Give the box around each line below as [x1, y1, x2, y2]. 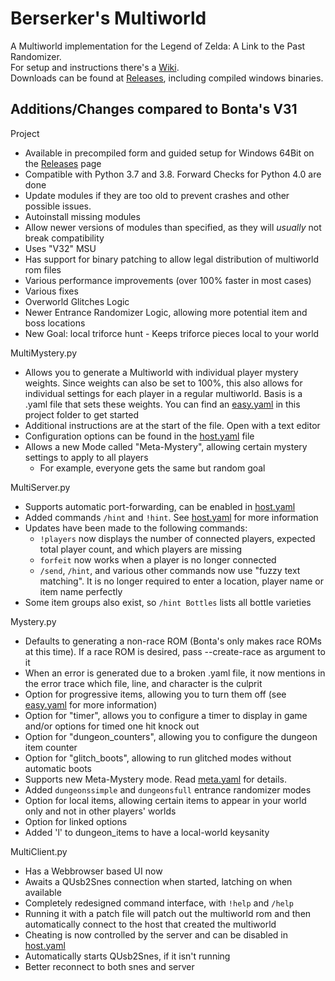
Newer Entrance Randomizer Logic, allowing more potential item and [24, 306, 308, 318]
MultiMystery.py [10, 347, 78, 359]
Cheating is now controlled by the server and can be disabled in [24, 928, 288, 941]
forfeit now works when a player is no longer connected [39, 553, 277, 566]
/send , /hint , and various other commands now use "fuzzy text [39, 564, 301, 576]
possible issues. [24, 200, 92, 212]
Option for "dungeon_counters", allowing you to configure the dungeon [24, 730, 318, 742]
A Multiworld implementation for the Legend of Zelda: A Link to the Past [10, 40, 306, 52]
